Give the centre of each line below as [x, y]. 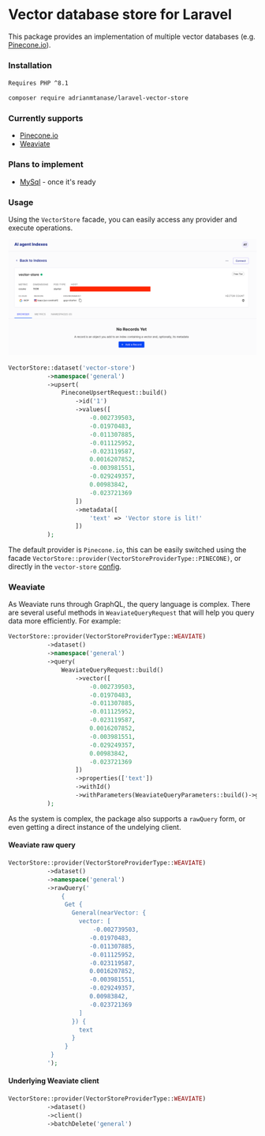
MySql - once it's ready [58, 182]
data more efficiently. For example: [65, 621]
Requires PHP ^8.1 [38, 83]
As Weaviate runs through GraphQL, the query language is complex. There [129, 604]
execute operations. [41, 228]
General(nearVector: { [109, 913]
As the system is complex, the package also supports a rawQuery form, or [127, 818]
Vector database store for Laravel [120, 15]
